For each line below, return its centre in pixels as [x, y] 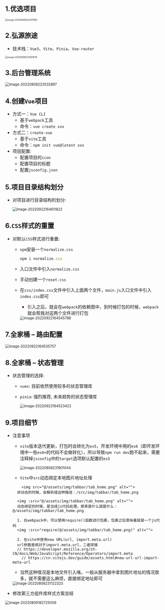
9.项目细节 [22, 422]
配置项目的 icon [35, 158]
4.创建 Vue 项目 [27, 101]
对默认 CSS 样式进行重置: [36, 239]
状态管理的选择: [28, 376]
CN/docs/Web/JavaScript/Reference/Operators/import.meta [73, 554]
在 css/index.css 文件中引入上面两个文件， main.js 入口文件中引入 [85, 290]
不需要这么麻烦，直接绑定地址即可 [68, 579]
